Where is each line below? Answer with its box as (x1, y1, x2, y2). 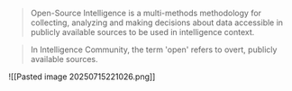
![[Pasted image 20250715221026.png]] (8, 71, 156, 82)
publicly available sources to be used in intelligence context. (30, 27, 255, 37)
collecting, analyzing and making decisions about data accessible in (30, 17, 284, 28)
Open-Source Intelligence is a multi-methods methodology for (30, 8, 262, 18)
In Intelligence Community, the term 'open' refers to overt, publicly (30, 44, 278, 55)
